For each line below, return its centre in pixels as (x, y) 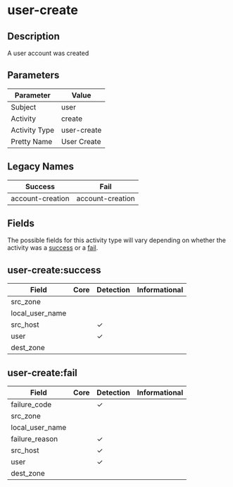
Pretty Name (32, 141)
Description (33, 36)
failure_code (31, 404)
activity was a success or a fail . (53, 248)
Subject (24, 107)
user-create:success (54, 270)
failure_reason (34, 439)
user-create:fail (42, 373)
